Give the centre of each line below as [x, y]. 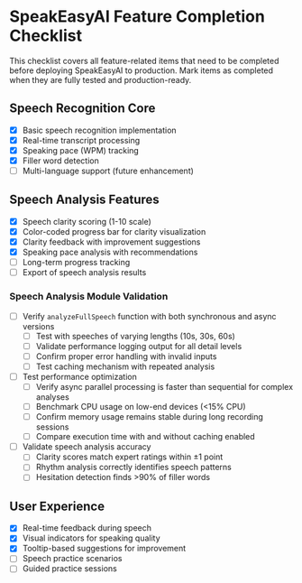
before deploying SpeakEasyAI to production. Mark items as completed [141, 70]
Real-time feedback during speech [87, 528]
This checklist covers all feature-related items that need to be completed [144, 60]
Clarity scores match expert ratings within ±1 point [129, 457]
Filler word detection [60, 161]
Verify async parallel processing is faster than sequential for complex [165, 386]
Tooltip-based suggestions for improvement [104, 549]
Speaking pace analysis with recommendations [110, 252]
